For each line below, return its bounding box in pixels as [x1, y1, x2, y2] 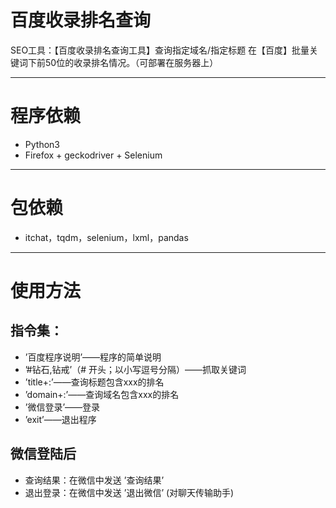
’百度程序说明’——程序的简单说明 [24, 351, 162, 363]
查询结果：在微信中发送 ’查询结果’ [24, 474, 165, 486]
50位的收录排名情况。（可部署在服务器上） [44, 56, 219, 68]
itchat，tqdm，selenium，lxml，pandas [24, 231, 189, 243]
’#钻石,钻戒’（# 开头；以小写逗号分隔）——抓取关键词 [24, 363, 247, 375]
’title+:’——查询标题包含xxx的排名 [24, 376, 165, 388]
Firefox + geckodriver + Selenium [24, 149, 163, 161]
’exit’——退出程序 [24, 413, 97, 425]
